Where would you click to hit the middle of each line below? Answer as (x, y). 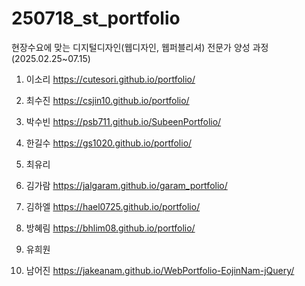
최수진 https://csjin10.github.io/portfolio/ (107, 100)
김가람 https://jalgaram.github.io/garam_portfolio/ (126, 185)
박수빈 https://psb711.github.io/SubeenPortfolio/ (123, 121)
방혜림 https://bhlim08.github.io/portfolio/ (110, 228)
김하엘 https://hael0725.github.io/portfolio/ (113, 206)
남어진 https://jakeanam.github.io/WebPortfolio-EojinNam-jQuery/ (160, 270)
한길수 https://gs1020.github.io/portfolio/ (109, 143)
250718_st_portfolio (96, 18)
